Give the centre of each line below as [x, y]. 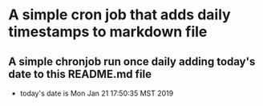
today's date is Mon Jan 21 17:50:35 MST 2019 [97, 93]
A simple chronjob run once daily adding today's [132, 61]
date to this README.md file [80, 74]
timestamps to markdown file [108, 32]
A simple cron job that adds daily [119, 15]
